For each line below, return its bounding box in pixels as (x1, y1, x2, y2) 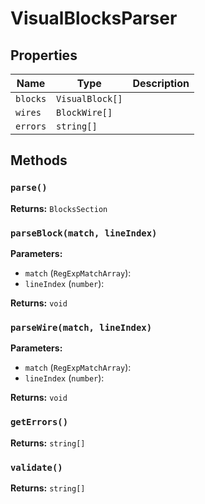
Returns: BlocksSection (10, 202, 108, 214)
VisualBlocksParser (10, 7, 178, 30)
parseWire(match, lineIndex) (10, 322, 153, 333)
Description (132, 77, 190, 90)
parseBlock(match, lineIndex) (10, 227, 158, 239)
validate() (10, 462, 63, 473)
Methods (10, 152, 68, 169)
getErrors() (10, 417, 69, 428)
